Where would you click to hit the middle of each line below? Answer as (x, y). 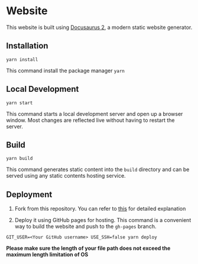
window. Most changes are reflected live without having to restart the (90, 120)
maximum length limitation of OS (47, 255)
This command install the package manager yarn (66, 70)
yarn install (22, 59)
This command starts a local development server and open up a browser (95, 114)
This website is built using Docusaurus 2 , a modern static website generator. (99, 27)
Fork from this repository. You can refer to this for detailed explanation (100, 209)
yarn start (20, 103)
